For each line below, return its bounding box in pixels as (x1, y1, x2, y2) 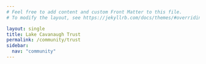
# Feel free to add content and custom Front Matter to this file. (6, 9, 183, 15)
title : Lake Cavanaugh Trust (6, 31, 81, 37)
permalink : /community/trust (6, 37, 81, 43)
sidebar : (6, 43, 29, 49)
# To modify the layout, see (6, 15, 81, 21)
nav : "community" (12, 48, 56, 55)
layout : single (6, 26, 45, 32)
